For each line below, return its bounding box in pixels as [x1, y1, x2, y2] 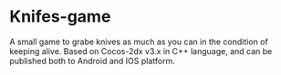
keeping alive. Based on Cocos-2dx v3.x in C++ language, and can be [9, 45, 273, 56]
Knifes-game [9, 6, 111, 27]
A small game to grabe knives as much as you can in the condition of [9, 36, 269, 47]
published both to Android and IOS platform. [9, 55, 175, 66]
